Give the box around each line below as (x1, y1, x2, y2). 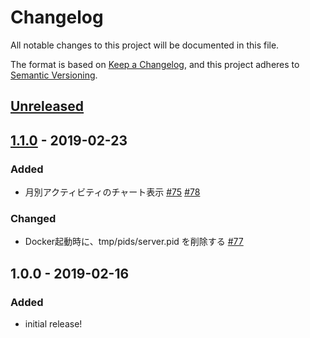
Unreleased (10, 98, 85, 115)
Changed (10, 211, 57, 225)
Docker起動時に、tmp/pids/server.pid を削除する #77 (24, 236, 244, 248)
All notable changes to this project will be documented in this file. (10, 39, 280, 51)
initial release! (24, 318, 83, 330)
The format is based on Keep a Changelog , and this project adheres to (10, 58, 300, 70)
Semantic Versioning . (10, 69, 98, 81)
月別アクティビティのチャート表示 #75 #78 (24, 186, 201, 198)
